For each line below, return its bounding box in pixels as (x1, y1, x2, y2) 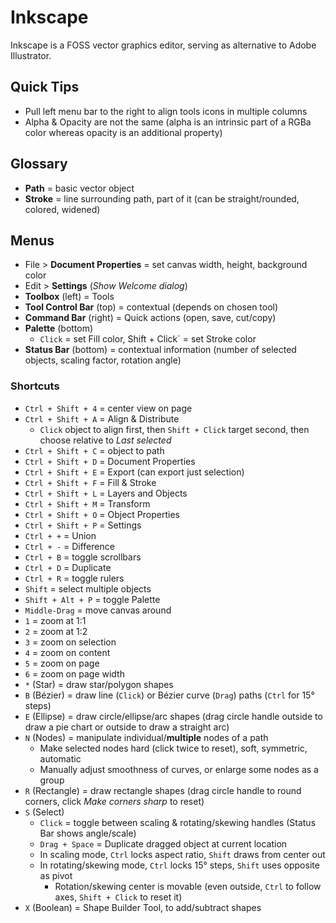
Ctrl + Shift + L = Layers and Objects (24, 487, 188, 499)
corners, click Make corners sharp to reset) (24, 795, 205, 807)
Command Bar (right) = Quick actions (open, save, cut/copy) (24, 312, 277, 324)
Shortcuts (10, 379, 60, 393)
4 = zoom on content (24, 646, 111, 658)
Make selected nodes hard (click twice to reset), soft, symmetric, (39, 742, 308, 754)
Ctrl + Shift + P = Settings (24, 519, 142, 531)
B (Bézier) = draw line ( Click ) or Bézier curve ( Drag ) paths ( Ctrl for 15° (24, 689, 315, 701)
